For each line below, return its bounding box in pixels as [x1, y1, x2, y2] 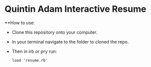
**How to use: [4, 20, 35, 26]
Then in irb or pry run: [11, 48, 57, 54]
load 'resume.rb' [11, 58, 48, 63]
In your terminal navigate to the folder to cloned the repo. [11, 38, 129, 45]
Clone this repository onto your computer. [11, 29, 98, 35]
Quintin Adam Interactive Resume [4, 3, 147, 15]
